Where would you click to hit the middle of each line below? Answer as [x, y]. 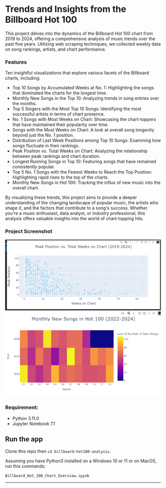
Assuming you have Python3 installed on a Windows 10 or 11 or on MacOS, [81, 461]
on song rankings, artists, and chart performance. [56, 49]
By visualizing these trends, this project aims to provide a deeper [71, 197]
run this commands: [25, 466]
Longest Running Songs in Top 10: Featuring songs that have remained [84, 162]
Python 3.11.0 [26, 418]
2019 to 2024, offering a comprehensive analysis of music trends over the [80, 39]
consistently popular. [34, 167]
